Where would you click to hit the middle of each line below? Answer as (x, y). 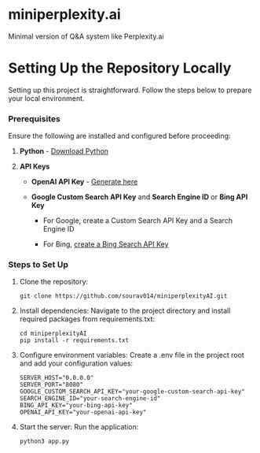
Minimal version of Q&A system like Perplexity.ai (86, 36)
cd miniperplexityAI (53, 334)
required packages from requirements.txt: (87, 319)
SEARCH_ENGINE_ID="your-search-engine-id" (90, 399)
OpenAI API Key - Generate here (84, 182)
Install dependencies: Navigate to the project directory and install (125, 311)
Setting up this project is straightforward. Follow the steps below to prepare (130, 90)
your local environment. (46, 98)
